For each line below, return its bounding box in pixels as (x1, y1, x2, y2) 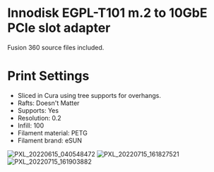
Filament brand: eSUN (17, 136, 83, 145)
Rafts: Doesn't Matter (17, 99, 80, 107)
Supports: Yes (17, 106, 59, 114)
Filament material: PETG (17, 128, 88, 137)
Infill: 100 (17, 121, 44, 130)
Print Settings (7, 68, 90, 84)
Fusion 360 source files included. (7, 43, 105, 51)
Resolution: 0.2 (17, 113, 61, 122)
